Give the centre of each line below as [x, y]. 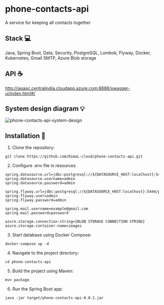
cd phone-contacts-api [28, 262]
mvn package [17, 280]
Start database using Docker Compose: [52, 235]
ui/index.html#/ [20, 93]
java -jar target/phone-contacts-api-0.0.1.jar [54, 298]
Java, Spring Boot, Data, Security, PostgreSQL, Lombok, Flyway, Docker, [78, 53]
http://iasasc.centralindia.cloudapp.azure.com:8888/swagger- [68, 88]
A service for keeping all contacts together [48, 22]
